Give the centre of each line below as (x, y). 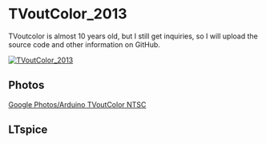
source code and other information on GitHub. (84, 44)
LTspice (28, 130)
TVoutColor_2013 (68, 14)
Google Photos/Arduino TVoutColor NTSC (77, 104)
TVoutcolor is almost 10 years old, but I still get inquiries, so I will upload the (133, 36)
